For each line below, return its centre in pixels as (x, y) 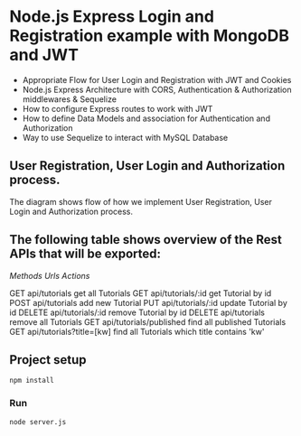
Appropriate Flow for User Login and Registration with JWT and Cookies (157, 79)
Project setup (48, 360)
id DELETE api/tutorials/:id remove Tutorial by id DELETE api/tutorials (137, 312)
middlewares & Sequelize (70, 99)
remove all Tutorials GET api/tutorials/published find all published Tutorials (148, 321)
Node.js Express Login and (112, 17)
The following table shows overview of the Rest (146, 240)
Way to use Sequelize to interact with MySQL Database (125, 137)
